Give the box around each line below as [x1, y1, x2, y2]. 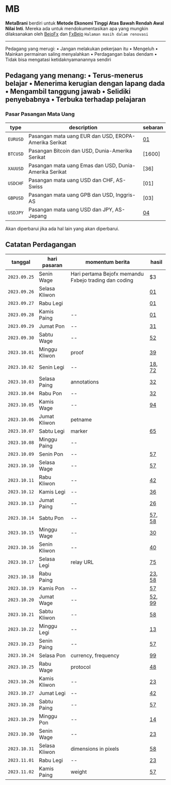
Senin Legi [39, 364, 65, 371]
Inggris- [116, 191, 136, 198]
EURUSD [8, 136, 24, 142]
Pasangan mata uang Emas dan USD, [28, 162, 118, 169]
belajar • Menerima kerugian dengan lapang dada [5, 79, 165, 88]
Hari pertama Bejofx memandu [70, 271, 144, 278]
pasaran [42, 262, 63, 269]
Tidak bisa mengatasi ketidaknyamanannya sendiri [5, 56, 111, 62]
